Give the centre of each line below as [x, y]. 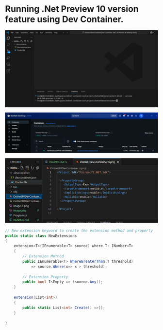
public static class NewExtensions [41, 236]
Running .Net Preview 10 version [72, 9]
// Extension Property [45, 277]
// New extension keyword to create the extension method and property [79, 231]
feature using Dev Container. [64, 19]
